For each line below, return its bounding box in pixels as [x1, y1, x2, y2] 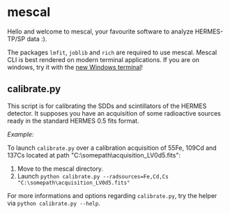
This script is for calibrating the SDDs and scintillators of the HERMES [7, 102, 207, 110]
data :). [26, 34, 47, 43]
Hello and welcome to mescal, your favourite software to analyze [7, 27, 194, 36]
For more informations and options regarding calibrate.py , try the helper [7, 191, 217, 199]
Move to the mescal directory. [17, 165, 103, 173]
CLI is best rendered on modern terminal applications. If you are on [7, 55, 200, 63]
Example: [7, 130, 34, 138]
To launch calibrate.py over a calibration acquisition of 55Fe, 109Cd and [7, 144, 217, 152]
